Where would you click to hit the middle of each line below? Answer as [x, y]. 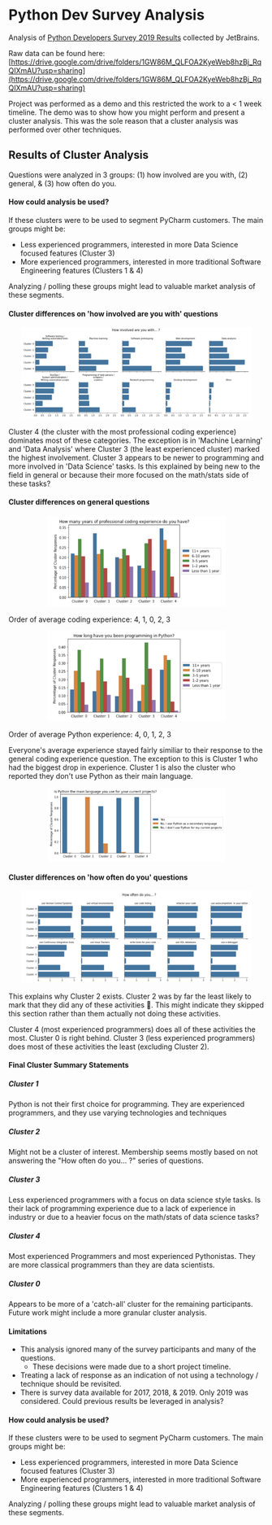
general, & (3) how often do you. [63, 183]
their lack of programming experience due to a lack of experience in [122, 1208]
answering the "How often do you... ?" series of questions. [106, 1160]
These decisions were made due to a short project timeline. [132, 1367]
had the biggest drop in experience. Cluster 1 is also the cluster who [122, 767]
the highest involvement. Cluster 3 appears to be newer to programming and [136, 457]
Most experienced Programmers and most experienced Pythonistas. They [132, 1256]
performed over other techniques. [65, 129]
